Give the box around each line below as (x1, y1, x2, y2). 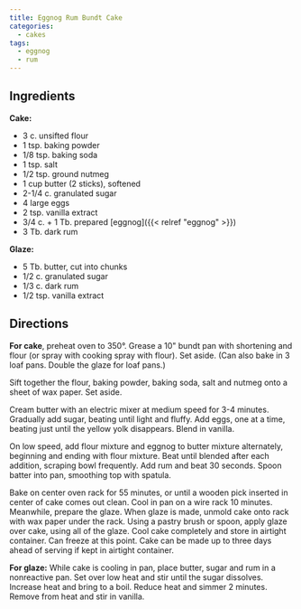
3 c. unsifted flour (22, 130, 89, 141)
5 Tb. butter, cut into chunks (22, 261, 128, 272)
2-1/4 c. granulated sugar (22, 187, 117, 199)
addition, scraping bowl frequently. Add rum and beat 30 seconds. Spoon (9, 460, 282, 471)
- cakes (17, 30, 47, 39)
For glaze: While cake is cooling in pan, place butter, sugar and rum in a (9, 562, 277, 573)
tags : (9, 38, 30, 48)
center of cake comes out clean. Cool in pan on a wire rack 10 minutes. (9, 496, 273, 507)
